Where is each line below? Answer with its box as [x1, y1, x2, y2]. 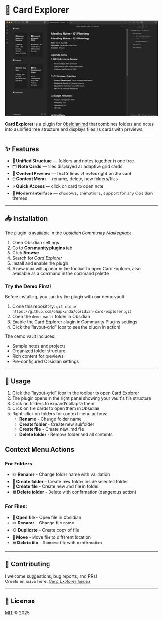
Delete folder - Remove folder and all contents [19, 431, 113, 437]
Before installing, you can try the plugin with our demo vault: [5, 293, 126, 299]
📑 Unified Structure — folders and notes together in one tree [12, 158, 134, 164]
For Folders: [5, 460, 34, 467]
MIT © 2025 [5, 610, 30, 616]
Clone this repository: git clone [12, 303, 76, 309]
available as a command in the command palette [12, 271, 109, 276]
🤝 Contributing [5, 560, 50, 568]
